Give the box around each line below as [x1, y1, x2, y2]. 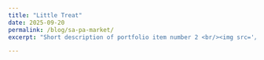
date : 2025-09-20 [8, 19, 65, 26]
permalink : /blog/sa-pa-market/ [8, 26, 114, 34]
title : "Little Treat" [8, 11, 82, 19]
